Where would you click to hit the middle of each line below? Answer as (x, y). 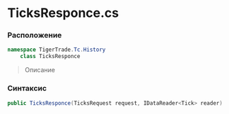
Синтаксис (27, 89)
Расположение (35, 35)
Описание (40, 70)
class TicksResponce (50, 57)
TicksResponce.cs (63, 13)
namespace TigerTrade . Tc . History (57, 50)
